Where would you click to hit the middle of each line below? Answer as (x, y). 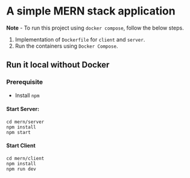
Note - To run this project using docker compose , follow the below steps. (95, 28)
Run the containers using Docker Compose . (66, 46)
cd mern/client (25, 159)
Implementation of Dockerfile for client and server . (80, 39)
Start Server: (23, 109)
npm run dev (21, 169)
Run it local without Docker (58, 65)
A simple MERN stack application (91, 11)
